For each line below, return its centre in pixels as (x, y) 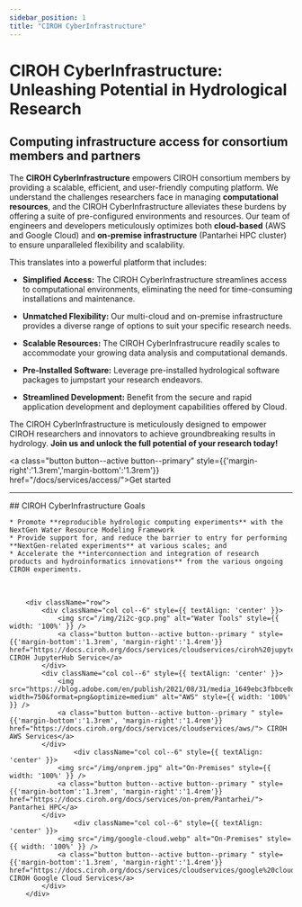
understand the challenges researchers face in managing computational (144, 197)
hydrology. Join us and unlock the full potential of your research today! (144, 443)
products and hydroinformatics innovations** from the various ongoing (146, 561)
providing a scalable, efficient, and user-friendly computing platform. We (144, 187)
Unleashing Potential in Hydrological (148, 90)
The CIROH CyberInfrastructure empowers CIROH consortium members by (150, 177)
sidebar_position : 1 (48, 18)
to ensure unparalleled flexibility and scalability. (98, 245)
